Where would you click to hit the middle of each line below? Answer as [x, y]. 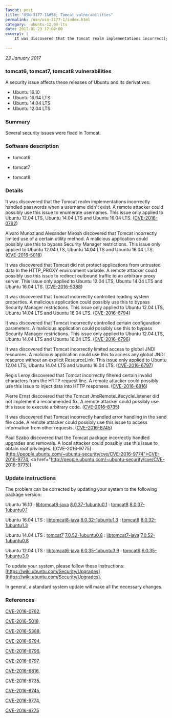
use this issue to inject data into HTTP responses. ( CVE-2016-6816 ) [77, 386]
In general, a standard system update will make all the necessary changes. [84, 587]
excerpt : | [17, 34]
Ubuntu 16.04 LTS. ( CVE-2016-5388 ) [44, 287]
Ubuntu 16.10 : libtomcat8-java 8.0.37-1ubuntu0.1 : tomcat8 [67, 505]
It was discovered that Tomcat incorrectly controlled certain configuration [83, 322]
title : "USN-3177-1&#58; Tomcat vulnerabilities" [59, 15]
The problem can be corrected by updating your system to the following [81, 489]
